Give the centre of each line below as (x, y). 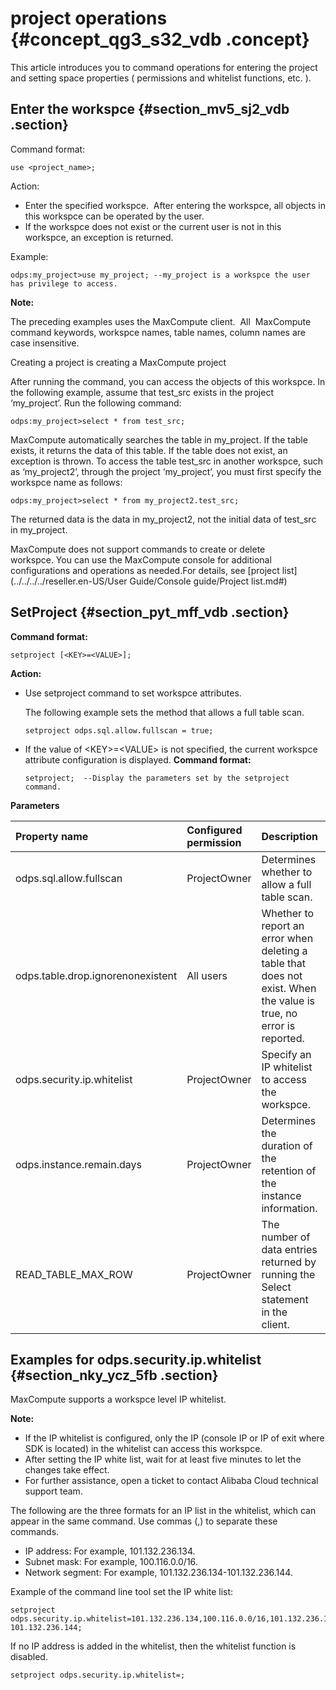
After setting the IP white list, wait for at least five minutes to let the (163, 1459)
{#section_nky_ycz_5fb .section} (114, 1375)
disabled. (29, 1657)
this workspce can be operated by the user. (114, 216)
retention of (289, 1170)
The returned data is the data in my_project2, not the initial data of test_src (163, 519)
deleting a (284, 950)
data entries (289, 1249)
